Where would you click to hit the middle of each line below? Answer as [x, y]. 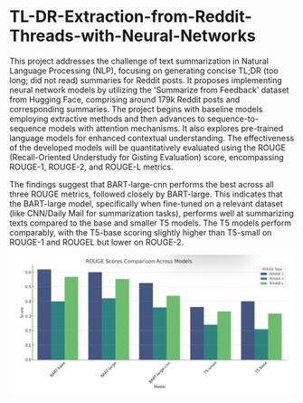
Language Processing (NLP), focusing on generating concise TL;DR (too [144, 71]
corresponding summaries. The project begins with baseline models [136, 109]
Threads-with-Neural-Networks [133, 36]
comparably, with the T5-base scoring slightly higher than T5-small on [141, 232]
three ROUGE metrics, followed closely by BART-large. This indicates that [146, 194]
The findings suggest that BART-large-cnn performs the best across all [142, 184]
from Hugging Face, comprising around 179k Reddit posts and [125, 99]
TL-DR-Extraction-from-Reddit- [131, 17]
